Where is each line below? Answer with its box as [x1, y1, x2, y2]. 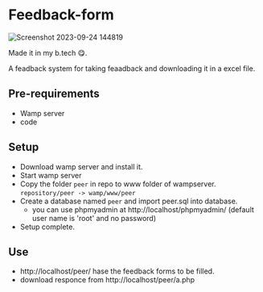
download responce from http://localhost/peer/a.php [19, 275, 195, 285]
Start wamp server [19, 170, 82, 180]
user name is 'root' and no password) [31, 213, 157, 223]
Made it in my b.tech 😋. [8, 48, 88, 57]
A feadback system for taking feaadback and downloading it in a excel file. [8, 63, 256, 73]
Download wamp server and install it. [19, 161, 143, 171]
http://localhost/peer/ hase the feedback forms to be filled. [19, 266, 215, 276]
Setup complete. [19, 222, 75, 232]
